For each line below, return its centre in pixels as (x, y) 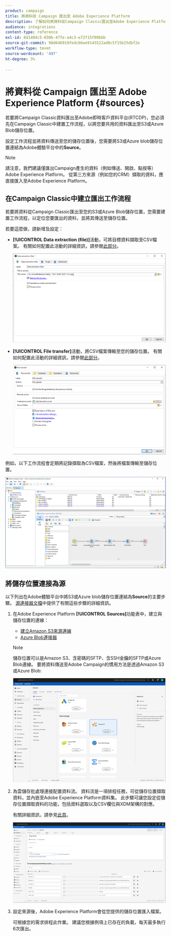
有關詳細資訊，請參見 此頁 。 (42, 815)
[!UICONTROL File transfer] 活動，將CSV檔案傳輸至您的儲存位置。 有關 (87, 352)
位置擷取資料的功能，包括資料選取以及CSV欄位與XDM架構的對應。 (87, 804)
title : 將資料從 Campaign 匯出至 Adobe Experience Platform (68, 16)
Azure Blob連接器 (38, 637)
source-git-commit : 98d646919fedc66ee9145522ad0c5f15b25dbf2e (73, 43)
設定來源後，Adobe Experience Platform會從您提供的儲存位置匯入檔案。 (88, 912)
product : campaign (25, 11)
